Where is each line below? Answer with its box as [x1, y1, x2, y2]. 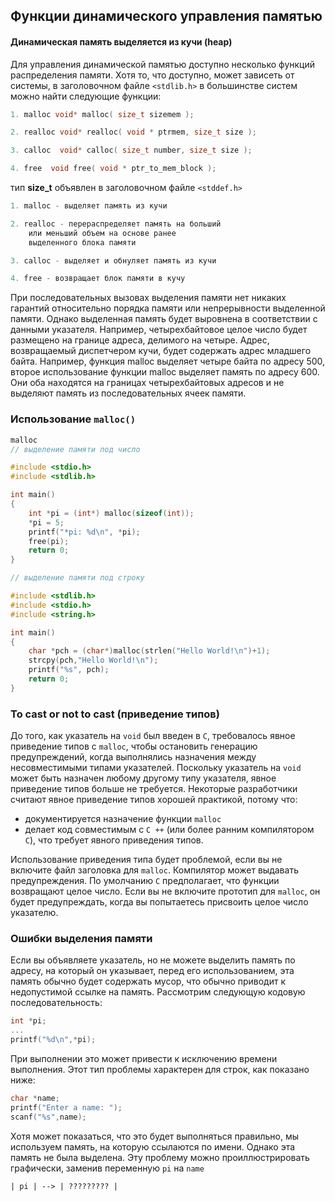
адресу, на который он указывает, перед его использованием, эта [10, 965, 295, 977]
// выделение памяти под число [10, 444, 141, 454]
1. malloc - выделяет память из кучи [10, 201, 168, 211]
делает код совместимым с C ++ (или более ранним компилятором [24, 824, 315, 836]
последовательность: [10, 997, 103, 1009]
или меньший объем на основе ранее [28, 228, 177, 238]
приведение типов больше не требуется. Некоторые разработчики [10, 783, 298, 795]
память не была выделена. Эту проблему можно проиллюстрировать [10, 1151, 310, 1163]
